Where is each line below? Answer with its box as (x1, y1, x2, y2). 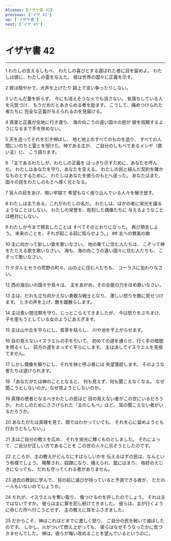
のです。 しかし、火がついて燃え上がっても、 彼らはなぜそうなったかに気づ (5, 524, 163, 530)
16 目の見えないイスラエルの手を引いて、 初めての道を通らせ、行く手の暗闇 (5, 338, 164, 344)
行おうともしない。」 (5, 426, 48, 432)
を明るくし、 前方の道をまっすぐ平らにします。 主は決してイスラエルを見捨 (5, 344, 163, 350)
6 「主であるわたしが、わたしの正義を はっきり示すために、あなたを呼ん (5, 160, 158, 166)
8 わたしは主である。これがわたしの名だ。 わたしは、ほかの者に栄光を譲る (5, 200, 162, 206)
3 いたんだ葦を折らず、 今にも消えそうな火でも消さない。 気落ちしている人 (5, 96, 163, 102)
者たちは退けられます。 (5, 368, 54, 374)
